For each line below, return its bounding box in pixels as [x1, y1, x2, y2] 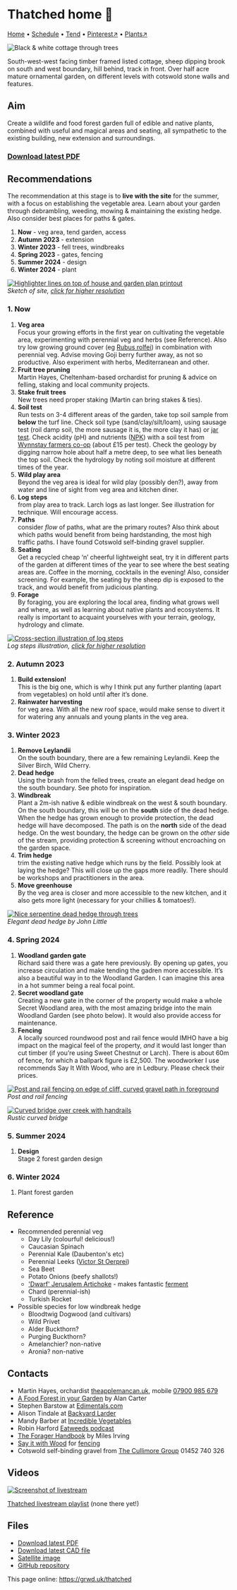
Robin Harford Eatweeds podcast [17, 1423, 114, 1432]
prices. [17, 1071, 38, 1079]
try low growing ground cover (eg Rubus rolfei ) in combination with [17, 342, 213, 351]
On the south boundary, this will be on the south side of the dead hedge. [17, 806, 229, 814]
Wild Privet [28, 1318, 60, 1326]
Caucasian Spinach [28, 1242, 85, 1251]
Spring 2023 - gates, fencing [17, 251, 104, 259]
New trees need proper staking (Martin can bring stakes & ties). [17, 395, 202, 404]
